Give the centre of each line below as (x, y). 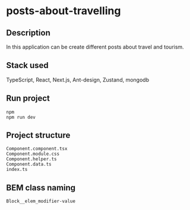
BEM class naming (41, 188)
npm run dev (21, 117)
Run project (28, 98)
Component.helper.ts (32, 159)
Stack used (27, 65)
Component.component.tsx (37, 149)
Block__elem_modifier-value (41, 201)
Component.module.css (33, 154)
